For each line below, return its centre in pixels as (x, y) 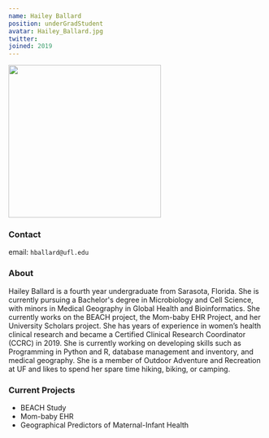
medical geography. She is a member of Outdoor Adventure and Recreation (135, 360)
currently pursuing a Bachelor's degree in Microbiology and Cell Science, (131, 300)
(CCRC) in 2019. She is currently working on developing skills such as (125, 343)
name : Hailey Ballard (45, 16)
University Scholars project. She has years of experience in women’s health (135, 326)
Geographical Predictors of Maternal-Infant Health (104, 425)
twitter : (23, 39)
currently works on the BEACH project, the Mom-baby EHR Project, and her (135, 317)
